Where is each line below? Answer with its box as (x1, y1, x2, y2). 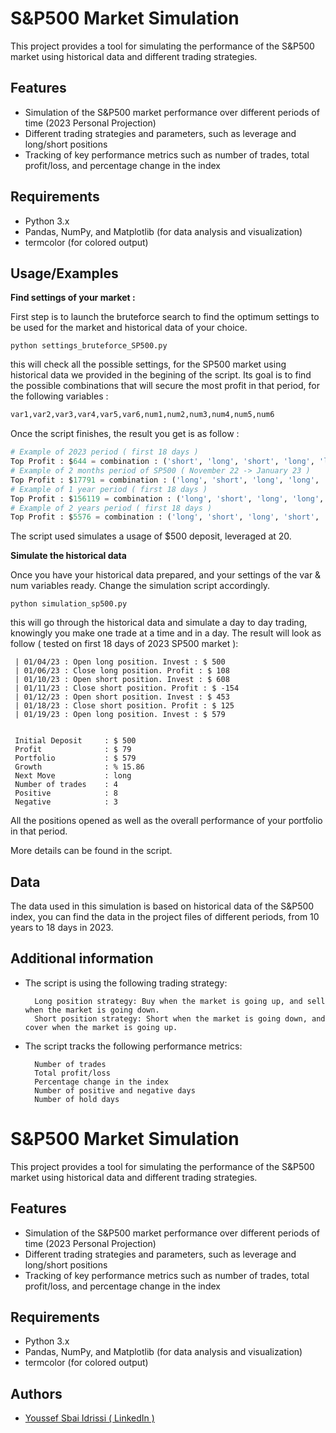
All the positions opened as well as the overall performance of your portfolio (10, 815, 323, 827)
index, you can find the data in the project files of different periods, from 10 (10, 911, 320, 923)
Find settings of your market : (10, 292, 136, 304)
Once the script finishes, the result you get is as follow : (10, 428, 240, 440)
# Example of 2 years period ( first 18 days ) (10, 503, 213, 513)
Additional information (10, 950, 154, 967)
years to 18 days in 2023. (10, 922, 114, 934)
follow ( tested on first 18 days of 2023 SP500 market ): (10, 638, 239, 650)
